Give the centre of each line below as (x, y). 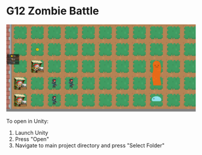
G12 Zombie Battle (53, 11)
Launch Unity (32, 133)
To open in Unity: (28, 121)
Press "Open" (32, 139)
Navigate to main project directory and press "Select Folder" (90, 145)
